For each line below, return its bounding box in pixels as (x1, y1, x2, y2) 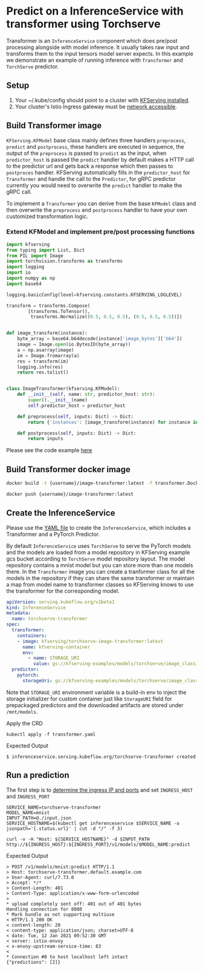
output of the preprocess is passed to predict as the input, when (6, 150, 167, 157)
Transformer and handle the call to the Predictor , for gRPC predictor (6, 175, 176, 182)
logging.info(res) (17, 364, 63, 370)
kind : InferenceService (6, 604, 66, 611)
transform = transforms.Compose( (6, 303, 91, 309)
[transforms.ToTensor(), (28, 308, 91, 314)
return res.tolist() (17, 369, 69, 376)
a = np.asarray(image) (17, 347, 74, 353)
